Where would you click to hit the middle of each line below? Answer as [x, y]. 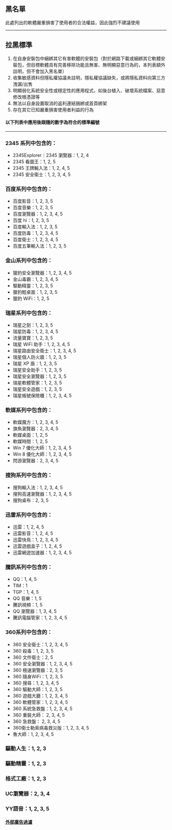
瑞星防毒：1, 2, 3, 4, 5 [36, 332]
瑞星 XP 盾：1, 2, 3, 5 [35, 363]
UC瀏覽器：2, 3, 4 [28, 794]
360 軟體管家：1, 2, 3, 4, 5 [40, 702]
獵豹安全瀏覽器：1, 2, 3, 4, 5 [42, 273]
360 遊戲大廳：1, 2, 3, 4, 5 [40, 696]
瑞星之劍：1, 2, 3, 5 [33, 325]
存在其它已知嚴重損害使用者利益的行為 [53, 110]
